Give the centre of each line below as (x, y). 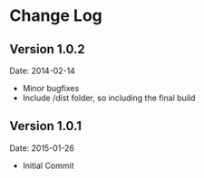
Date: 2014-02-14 (42, 70)
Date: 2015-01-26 (42, 148)
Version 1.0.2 (48, 49)
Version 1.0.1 (46, 126)
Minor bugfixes (51, 88)
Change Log (56, 16)
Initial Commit (48, 165)
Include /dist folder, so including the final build (109, 98)
